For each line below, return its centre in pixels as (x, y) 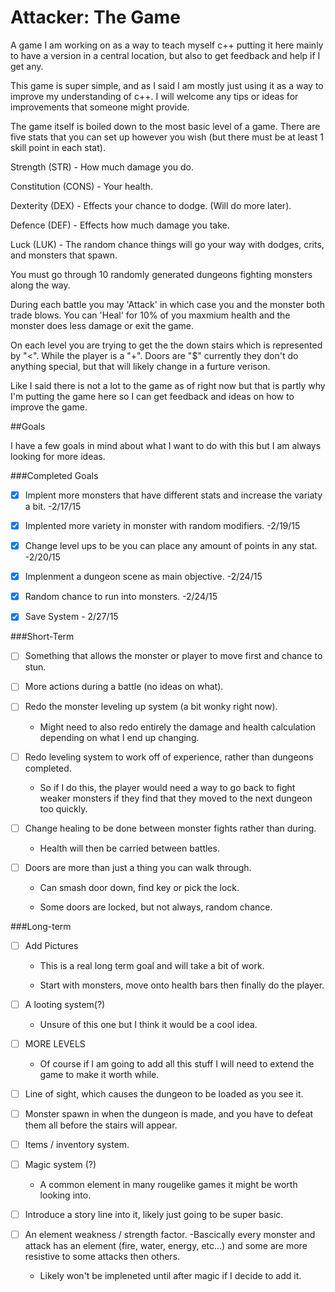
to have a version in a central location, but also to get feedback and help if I (165, 55)
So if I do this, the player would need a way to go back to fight (167, 787)
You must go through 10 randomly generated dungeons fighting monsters (161, 274)
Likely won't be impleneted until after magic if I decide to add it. (170, 1276)
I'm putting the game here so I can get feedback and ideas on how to (152, 396)
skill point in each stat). (58, 147)
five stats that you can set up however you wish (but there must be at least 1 (167, 137)
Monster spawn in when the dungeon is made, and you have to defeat (169, 1113)
